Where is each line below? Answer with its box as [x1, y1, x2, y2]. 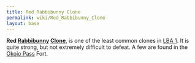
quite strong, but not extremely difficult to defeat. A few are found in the [6, 43, 188, 51]
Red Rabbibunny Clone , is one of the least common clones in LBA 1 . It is [6, 37, 189, 45]
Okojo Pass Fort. [6, 50, 48, 57]
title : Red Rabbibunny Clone [6, 9, 81, 15]
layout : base [6, 20, 40, 26]
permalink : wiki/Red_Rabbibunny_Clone [6, 15, 105, 21]
